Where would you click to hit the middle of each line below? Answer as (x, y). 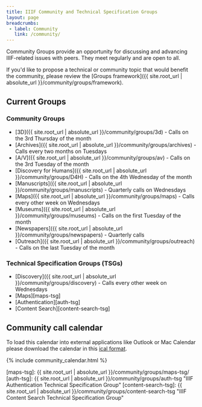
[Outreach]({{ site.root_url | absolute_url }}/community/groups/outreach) (105, 241)
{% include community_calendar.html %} (57, 360)
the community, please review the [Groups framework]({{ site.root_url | (94, 76)
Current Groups (36, 101)
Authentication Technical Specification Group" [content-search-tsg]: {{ (94, 385)
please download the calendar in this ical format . (67, 348)
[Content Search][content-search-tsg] (62, 308)
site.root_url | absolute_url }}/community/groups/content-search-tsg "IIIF (96, 391)
